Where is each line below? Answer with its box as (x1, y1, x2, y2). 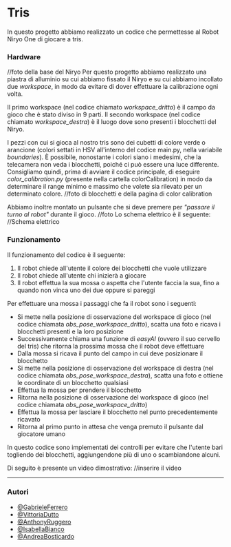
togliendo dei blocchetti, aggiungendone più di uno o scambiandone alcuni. (7, 450, 221, 459)
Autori (7, 487, 29, 497)
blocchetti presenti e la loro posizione (16, 327, 124, 336)
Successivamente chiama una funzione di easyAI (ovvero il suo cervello (16, 334, 221, 342)
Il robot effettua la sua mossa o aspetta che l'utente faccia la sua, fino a (16, 278, 220, 287)
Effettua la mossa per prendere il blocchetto (16, 386, 142, 394)
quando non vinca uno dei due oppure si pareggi (16, 286, 155, 294)
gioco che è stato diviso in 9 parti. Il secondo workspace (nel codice (7, 110, 201, 118)
